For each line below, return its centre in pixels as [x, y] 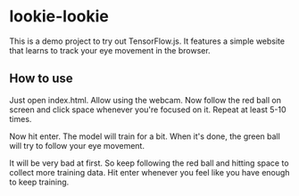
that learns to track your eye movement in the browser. [110, 50]
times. [21, 118]
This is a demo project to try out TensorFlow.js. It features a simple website [147, 41]
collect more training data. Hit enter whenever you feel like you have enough [149, 172]
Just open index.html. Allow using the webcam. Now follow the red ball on [145, 100]
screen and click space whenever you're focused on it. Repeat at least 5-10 [148, 110]
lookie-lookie [59, 16]
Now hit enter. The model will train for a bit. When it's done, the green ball [145, 136]
